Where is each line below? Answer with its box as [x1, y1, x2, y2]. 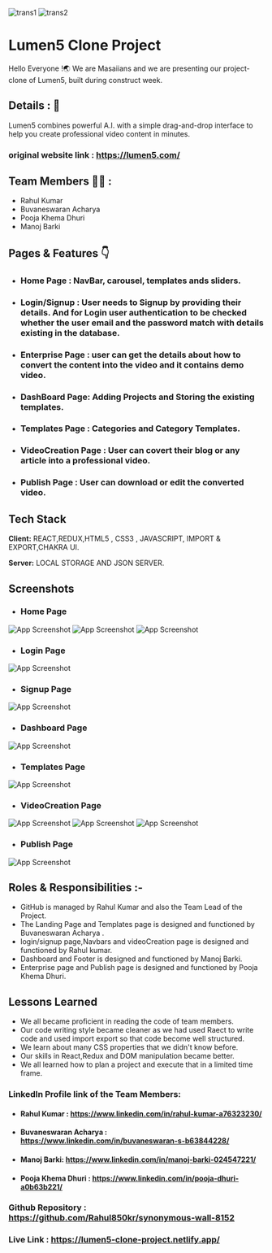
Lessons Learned [8, 994, 97, 1008]
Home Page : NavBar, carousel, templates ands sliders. [19, 275, 241, 286]
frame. [19, 1068, 43, 1078]
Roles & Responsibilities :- [8, 881, 144, 894]
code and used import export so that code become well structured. [19, 1033, 245, 1044]
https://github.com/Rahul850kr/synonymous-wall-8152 [8, 1212, 235, 1224]
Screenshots [8, 581, 75, 595]
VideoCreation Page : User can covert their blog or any [19, 445, 240, 456]
